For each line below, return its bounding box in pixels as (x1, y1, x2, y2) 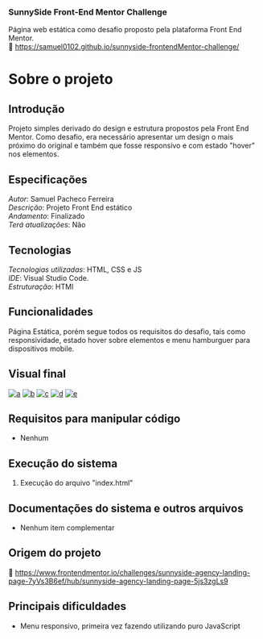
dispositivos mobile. (8, 344, 75, 353)
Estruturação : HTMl (8, 282, 74, 291)
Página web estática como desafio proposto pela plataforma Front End (8, 25, 243, 35)
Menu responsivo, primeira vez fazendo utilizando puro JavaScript (19, 620, 241, 631)
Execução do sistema (8, 457, 118, 470)
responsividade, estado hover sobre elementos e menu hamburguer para (8, 335, 251, 345)
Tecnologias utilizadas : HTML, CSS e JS (8, 265, 142, 274)
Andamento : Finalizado (8, 211, 85, 221)
